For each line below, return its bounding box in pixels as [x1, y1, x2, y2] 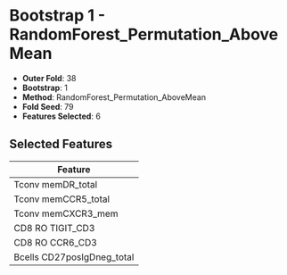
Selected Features [9, 137, 113, 152]
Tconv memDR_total [13, 178, 98, 190]
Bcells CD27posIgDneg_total [13, 251, 135, 263]
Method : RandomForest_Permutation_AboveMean [21, 91, 207, 103]
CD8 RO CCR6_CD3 [13, 236, 98, 248]
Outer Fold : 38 [21, 72, 77, 83]
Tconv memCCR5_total [13, 193, 110, 205]
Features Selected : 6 [21, 111, 101, 121]
